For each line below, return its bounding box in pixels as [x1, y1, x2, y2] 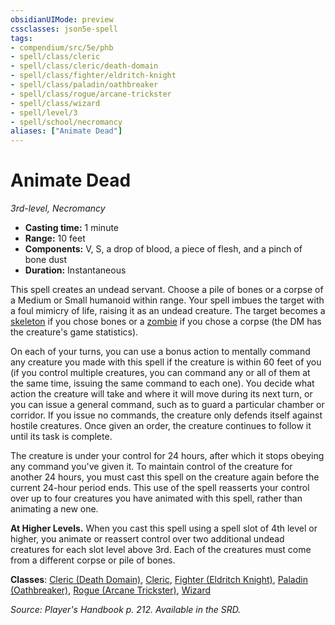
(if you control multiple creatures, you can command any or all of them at [10, 367, 311, 379]
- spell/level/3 [10, 107, 78, 118]
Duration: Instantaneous [24, 264, 127, 276]
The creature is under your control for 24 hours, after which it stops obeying [10, 450, 325, 462]
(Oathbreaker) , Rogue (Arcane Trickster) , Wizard [10, 584, 212, 596]
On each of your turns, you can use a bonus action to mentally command [10, 346, 311, 358]
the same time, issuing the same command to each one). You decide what [10, 377, 315, 390]
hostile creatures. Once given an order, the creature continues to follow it [10, 420, 312, 432]
